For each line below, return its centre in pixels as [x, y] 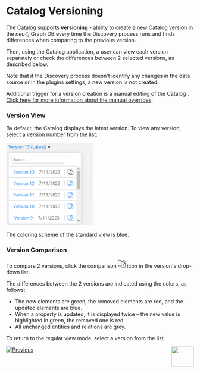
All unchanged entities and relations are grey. [70, 327]
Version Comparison [37, 250]
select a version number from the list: [52, 134]
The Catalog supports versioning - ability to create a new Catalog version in [100, 27]
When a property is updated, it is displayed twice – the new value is [97, 314]
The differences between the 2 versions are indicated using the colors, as [97, 283]
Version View [26, 115]
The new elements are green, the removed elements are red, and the [99, 301]
